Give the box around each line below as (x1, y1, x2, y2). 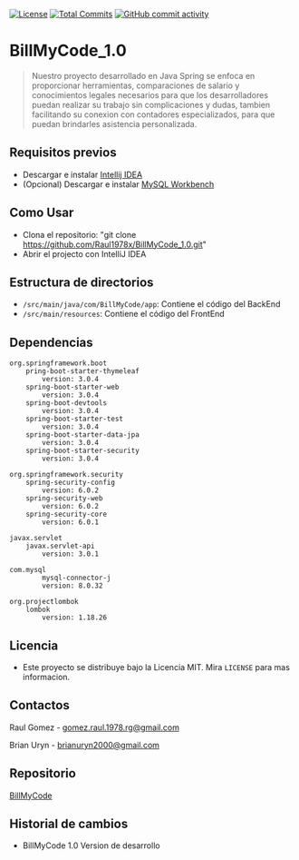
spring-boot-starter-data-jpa (25, 430, 140, 440)
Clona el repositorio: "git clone (22, 229, 137, 240)
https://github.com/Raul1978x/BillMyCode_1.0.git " (22, 239, 207, 250)
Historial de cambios (9, 816, 129, 832)
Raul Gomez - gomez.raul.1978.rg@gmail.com (9, 722, 179, 733)
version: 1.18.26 (42, 613, 107, 622)
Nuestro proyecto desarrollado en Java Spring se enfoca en (31, 70, 256, 81)
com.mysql (9, 566, 47, 575)
